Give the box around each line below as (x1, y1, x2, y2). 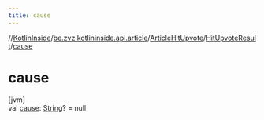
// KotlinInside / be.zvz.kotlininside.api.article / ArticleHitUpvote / (8, 33, 206, 42)
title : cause (8, 11, 51, 20)
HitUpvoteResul (206, 33, 256, 42)
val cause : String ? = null (8, 103, 87, 112)
